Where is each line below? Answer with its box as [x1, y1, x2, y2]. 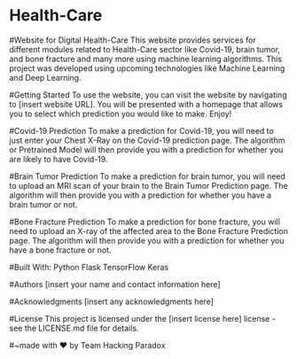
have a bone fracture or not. [9, 245, 112, 255]
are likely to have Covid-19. [9, 153, 108, 164]
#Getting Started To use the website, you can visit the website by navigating [9, 90, 287, 100]
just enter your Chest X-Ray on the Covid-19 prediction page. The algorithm [9, 135, 285, 145]
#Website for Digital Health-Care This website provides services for [9, 35, 256, 45]
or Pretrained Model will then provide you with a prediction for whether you [9, 144, 284, 155]
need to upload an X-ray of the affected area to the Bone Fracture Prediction [9, 225, 288, 236]
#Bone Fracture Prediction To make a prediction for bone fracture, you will [9, 216, 281, 227]
